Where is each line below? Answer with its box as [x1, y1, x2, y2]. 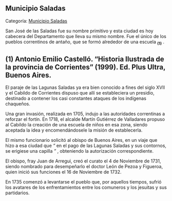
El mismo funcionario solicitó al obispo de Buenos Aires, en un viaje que [5, 137, 158, 143]
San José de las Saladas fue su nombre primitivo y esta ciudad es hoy [5, 28, 154, 34]
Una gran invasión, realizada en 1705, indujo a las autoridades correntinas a [5, 111, 165, 117]
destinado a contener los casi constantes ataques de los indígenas [5, 95, 146, 102]
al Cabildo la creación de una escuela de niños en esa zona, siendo [5, 122, 148, 128]
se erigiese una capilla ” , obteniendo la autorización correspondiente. [5, 148, 154, 154]
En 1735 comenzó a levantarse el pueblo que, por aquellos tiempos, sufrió [5, 179, 162, 185]
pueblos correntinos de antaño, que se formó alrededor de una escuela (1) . [5, 39, 165, 46]
